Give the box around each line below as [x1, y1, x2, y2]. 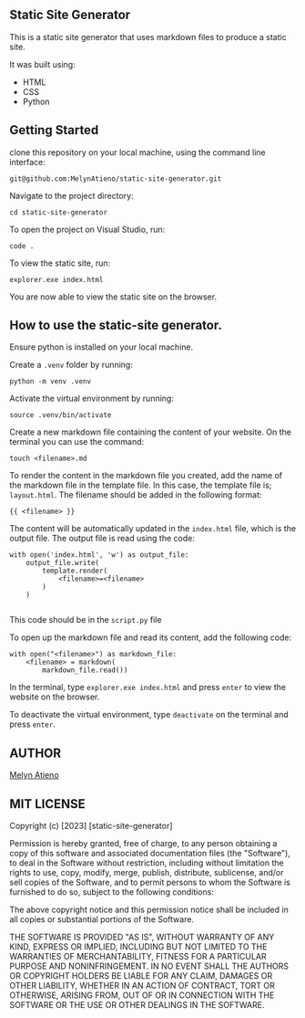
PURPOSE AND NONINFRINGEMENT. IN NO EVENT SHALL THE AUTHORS [9, 960, 290, 971]
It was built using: [9, 58, 76, 69]
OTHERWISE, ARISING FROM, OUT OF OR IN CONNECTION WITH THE [9, 990, 275, 1001]
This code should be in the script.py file [9, 614, 162, 625]
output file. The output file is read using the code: [9, 533, 196, 544]
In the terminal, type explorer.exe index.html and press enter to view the [9, 682, 287, 693]
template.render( [42, 566, 107, 576]
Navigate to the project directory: [9, 190, 134, 201]
